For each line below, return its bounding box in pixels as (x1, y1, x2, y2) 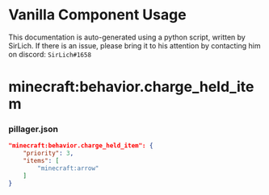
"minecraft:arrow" (37, 164, 99, 172)
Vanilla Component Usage (8, 6, 187, 24)
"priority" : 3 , (23, 149, 74, 158)
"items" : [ (23, 157, 60, 165)
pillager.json (8, 123, 59, 135)
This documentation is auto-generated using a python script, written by (8, 32, 246, 42)
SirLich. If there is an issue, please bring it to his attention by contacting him (8, 40, 261, 50)
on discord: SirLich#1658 (8, 49, 91, 59)
